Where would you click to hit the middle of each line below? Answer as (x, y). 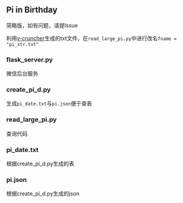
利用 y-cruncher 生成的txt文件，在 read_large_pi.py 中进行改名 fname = (91, 38)
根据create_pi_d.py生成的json (43, 194)
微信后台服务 (22, 74)
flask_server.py (30, 59)
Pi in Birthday (32, 10)
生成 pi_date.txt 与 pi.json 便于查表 (49, 104)
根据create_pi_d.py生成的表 (40, 164)
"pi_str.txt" (23, 44)
